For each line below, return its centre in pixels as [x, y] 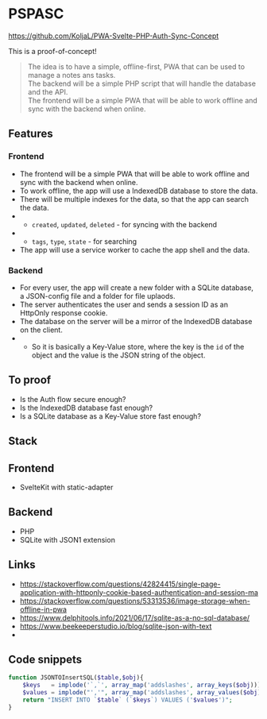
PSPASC [36, 14]
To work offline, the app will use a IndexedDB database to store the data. [139, 191]
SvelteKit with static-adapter [66, 487]
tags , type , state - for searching [84, 241]
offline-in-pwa [43, 609]
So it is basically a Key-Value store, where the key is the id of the [138, 346]
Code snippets [45, 659]
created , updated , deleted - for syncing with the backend [124, 224]
